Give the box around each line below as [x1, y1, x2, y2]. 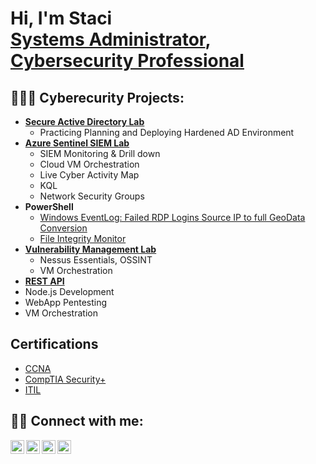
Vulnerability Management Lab [24, 243, 157, 255]
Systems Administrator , [10, 28, 211, 51]
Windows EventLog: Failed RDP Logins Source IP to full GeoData [39, 212, 306, 223]
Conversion [39, 222, 88, 234]
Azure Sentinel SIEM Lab [24, 137, 130, 149]
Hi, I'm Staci [10, 7, 113, 30]
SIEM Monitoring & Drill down [39, 148, 161, 159]
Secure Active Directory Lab [24, 116, 145, 127]
